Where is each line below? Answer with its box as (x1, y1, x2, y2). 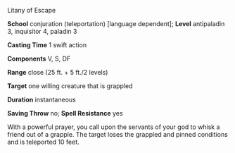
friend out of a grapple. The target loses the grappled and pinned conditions (7, 130, 229, 138)
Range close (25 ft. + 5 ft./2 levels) (7, 68, 108, 76)
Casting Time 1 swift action (7, 41, 87, 49)
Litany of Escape (7, 6, 56, 14)
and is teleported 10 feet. (7, 137, 80, 146)
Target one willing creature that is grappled (7, 82, 133, 90)
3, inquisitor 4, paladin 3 (7, 27, 77, 35)
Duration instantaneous (7, 95, 76, 104)
